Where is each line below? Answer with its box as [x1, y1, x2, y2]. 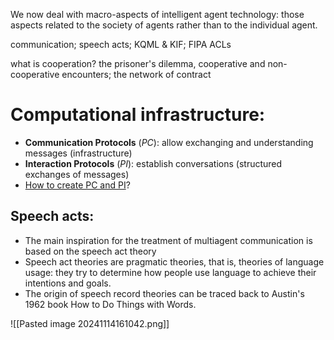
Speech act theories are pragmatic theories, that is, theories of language [24, 255, 325, 268]
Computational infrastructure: [10, 104, 266, 126]
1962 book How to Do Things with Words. [24, 298, 197, 310]
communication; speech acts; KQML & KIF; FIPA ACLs [10, 39, 232, 50]
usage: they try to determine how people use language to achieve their [24, 266, 317, 278]
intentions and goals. [24, 277, 112, 289]
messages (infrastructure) [24, 147, 133, 159]
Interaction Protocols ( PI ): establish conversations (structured [24, 157, 283, 169]
